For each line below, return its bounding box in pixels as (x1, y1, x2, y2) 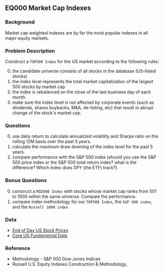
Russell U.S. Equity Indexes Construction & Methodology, (12, 261, 127, 267)
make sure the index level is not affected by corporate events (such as (12, 99, 154, 105)
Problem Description (5, 47, 55, 54)
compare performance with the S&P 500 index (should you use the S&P (12, 154, 157, 160)
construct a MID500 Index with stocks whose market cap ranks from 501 (12, 188, 157, 194)
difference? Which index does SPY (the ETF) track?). (12, 165, 118, 171)
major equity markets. (5, 35, 49, 41)
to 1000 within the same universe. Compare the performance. (12, 193, 137, 199)
